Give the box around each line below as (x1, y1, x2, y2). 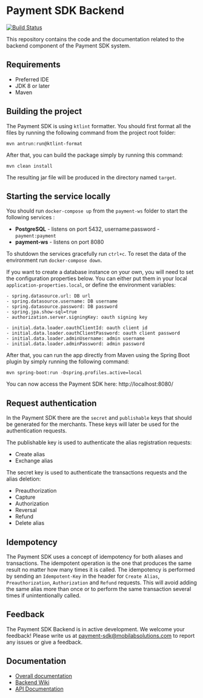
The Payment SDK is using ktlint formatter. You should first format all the (6, 122, 191, 129)
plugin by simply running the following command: (6, 358, 130, 365)
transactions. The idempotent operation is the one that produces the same (6, 559, 192, 567)
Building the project (6, 106, 82, 117)
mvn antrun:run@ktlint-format (6, 140, 83, 146)
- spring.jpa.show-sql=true (6, 309, 78, 315)
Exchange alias (15, 457, 53, 465)
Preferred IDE (15, 75, 50, 83)
